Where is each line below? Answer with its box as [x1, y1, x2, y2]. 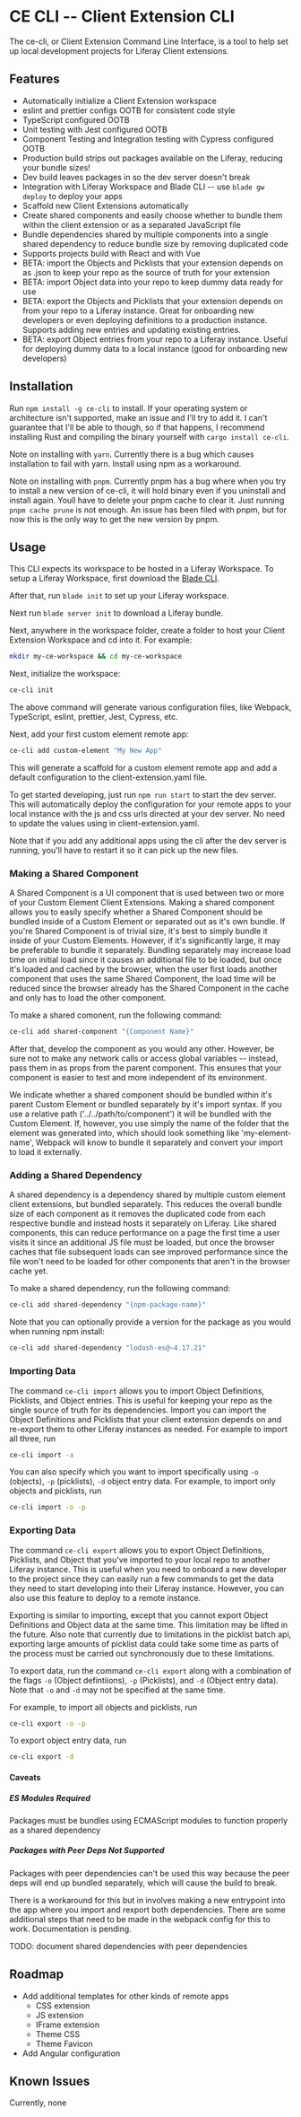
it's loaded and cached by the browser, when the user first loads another [9, 964, 278, 975]
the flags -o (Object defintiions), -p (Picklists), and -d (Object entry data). [9, 1675, 279, 1685]
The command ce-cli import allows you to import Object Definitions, [9, 1385, 265, 1396]
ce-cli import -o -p [9, 1503, 87, 1512]
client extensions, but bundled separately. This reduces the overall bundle [9, 1199, 282, 1210]
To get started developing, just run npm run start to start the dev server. [9, 790, 277, 800]
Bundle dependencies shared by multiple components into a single [21, 229, 269, 240]
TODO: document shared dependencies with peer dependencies [9, 1940, 248, 1951]
